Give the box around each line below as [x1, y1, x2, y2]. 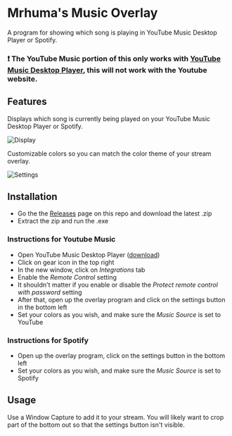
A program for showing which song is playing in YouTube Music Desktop [7, 28, 217, 37]
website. [7, 74, 38, 84]
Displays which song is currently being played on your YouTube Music [7, 114, 211, 123]
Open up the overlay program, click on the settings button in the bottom [17, 351, 226, 360]
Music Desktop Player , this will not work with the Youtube [7, 65, 207, 75]
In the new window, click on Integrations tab [17, 266, 146, 274]
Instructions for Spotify [7, 335, 89, 345]
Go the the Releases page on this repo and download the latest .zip [17, 209, 212, 218]
